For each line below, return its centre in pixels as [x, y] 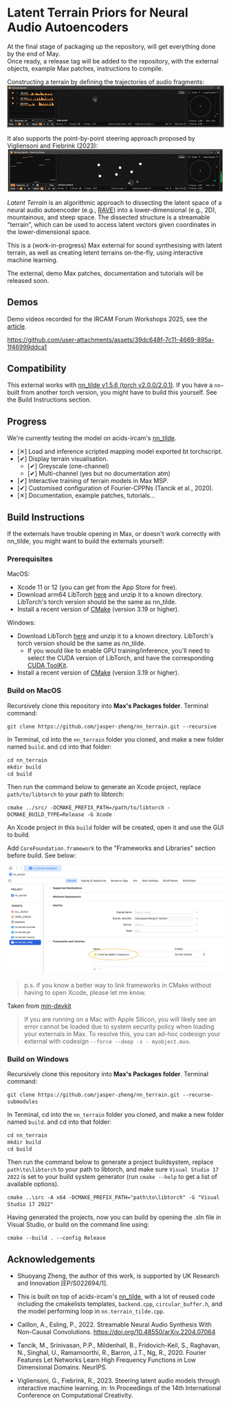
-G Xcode [99, 814]
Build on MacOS [34, 691]
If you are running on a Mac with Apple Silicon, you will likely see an [120, 1019]
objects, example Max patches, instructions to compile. [85, 68]
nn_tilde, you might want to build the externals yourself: [86, 541]
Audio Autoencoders [68, 27]
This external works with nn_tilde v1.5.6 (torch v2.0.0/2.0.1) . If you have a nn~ [115, 385]
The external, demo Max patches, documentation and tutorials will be [106, 273]
